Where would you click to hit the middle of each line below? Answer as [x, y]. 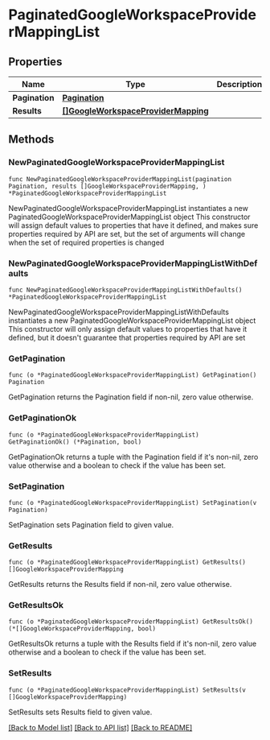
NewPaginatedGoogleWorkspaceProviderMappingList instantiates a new [129, 208]
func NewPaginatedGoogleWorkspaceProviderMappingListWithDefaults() [125, 290]
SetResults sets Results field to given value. [80, 712]
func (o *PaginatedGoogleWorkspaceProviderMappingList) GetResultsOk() [131, 622]
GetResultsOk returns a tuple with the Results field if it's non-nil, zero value [133, 644]
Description [239, 84]
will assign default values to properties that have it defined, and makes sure [133, 225]
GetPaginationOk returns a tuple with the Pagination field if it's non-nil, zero [133, 457]
